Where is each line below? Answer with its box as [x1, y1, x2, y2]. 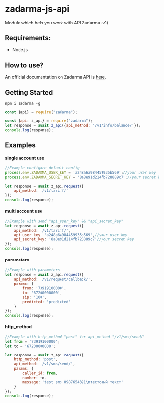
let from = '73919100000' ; [5, 339, 60, 344]
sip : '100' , [22, 295, 47, 300]
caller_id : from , [22, 371, 58, 376]
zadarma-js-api [5, 3, 70, 15]
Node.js [12, 47, 28, 52]
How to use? [5, 61, 44, 70]
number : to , [22, 375, 47, 380]
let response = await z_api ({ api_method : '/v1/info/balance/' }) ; [5, 123, 141, 128]
